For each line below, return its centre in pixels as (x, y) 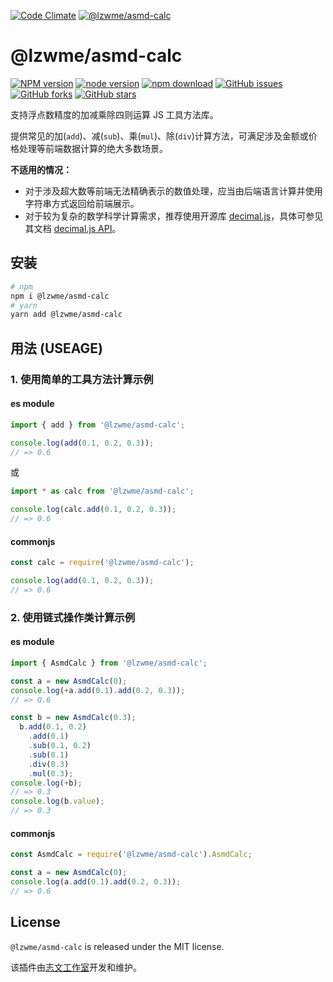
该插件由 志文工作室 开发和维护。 (76, 967)
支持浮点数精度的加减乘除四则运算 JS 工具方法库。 (114, 114)
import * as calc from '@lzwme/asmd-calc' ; (102, 491)
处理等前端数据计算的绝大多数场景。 (93, 148)
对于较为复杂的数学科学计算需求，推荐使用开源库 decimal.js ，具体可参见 (174, 216)
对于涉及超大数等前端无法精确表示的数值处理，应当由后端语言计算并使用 (173, 191)
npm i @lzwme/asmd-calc (60, 296)
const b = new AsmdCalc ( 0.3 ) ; (73, 718)
